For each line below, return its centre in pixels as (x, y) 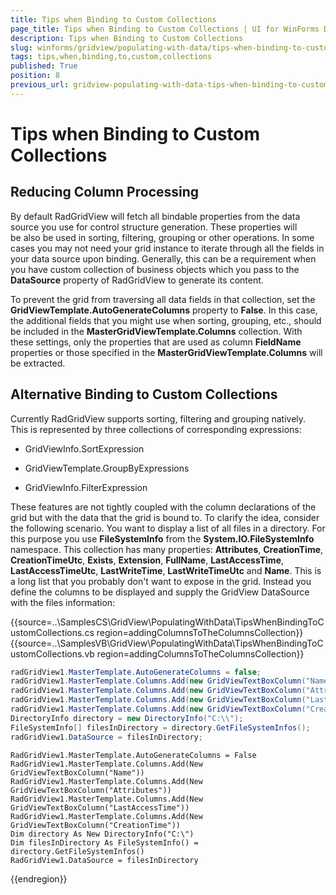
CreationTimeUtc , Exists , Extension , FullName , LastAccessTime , (147, 560)
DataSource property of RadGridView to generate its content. (137, 280)
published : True (44, 66)
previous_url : (40, 85)
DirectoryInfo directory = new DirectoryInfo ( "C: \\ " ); (127, 718)
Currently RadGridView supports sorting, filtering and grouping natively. (158, 418)
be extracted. (38, 363)
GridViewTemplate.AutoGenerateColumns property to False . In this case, (164, 310)
